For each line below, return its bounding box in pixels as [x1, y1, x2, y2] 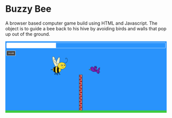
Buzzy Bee [5, 3, 52, 15]
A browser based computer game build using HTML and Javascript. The [5, 20, 158, 26]
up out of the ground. [5, 31, 50, 37]
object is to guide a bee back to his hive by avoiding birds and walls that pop [5, 25, 167, 31]
